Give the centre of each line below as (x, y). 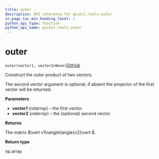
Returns (13, 123)
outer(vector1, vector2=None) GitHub (43, 65)
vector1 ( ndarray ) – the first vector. (47, 108)
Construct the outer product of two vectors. (49, 75)
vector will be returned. (29, 89)
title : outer (18, 10)
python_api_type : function (32, 23)
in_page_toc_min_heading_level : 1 (40, 19)
